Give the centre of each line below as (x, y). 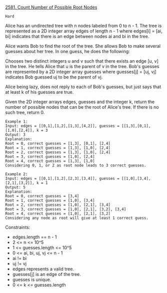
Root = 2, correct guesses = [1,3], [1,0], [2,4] (58, 152)
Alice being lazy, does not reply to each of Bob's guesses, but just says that (83, 87)
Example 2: (16, 174)
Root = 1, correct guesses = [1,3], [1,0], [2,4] (58, 148)
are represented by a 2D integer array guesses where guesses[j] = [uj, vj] (81, 72)
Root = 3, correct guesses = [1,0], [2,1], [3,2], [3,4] (66, 209)
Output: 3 (15, 135)
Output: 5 (15, 187)
